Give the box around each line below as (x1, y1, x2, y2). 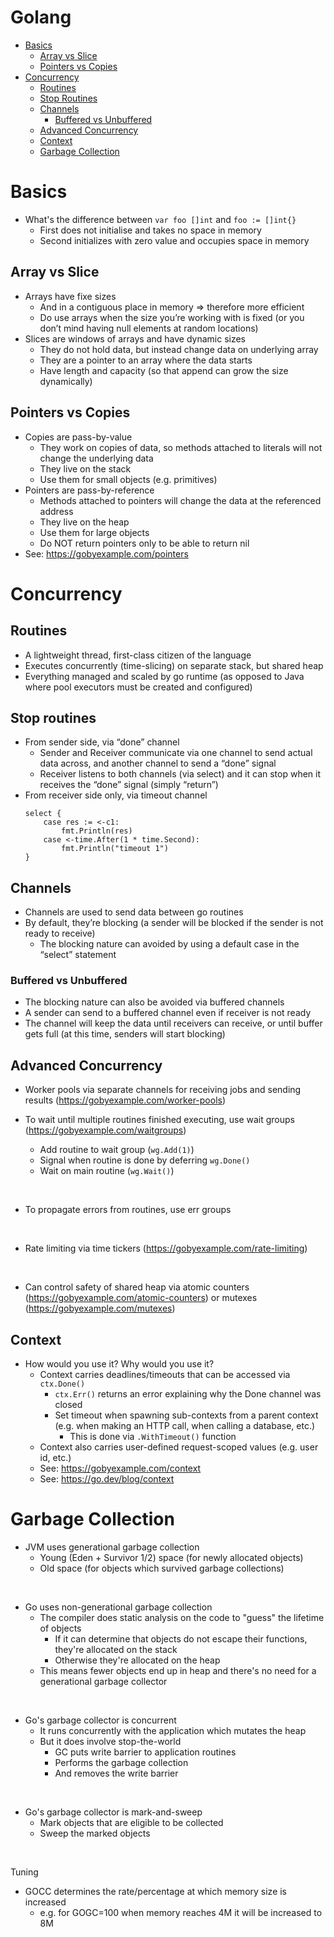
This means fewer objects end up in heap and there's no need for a (39, 1664, 317, 1676)
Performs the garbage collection (54, 1756, 189, 1768)
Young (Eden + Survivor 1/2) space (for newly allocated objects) (39, 1551, 304, 1563)
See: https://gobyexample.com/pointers (24, 547, 189, 560)
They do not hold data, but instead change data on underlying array (39, 343, 319, 355)
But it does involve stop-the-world (39, 1735, 182, 1747)
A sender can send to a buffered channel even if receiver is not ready (24, 1007, 312, 1019)
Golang (10, 6, 72, 29)
